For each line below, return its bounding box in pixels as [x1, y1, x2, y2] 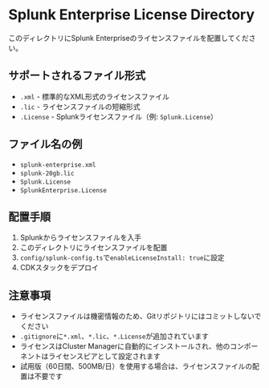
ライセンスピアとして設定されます [47, 351, 161, 362]
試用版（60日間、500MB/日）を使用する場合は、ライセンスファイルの [19, 362, 253, 371]
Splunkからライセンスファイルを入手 [19, 232, 142, 242]
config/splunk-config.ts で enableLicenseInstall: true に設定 [19, 253, 225, 262]
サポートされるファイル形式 [8, 69, 146, 83]
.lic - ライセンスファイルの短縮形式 [19, 102, 141, 111]
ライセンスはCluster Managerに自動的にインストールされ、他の [19, 342, 230, 351]
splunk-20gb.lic [19, 169, 75, 177]
